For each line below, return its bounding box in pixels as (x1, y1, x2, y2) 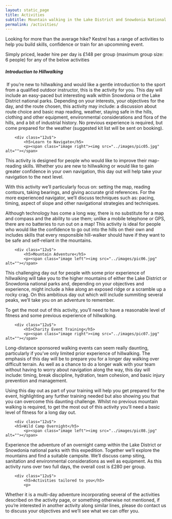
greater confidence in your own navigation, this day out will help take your (5, 168, 162, 175)
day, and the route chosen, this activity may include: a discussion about (5, 103, 157, 109)
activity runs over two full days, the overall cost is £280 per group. (5, 464, 146, 470)
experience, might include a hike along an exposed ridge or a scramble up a (5, 286, 166, 293)
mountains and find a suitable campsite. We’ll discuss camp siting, (5, 453, 146, 459)
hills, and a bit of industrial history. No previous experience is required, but (5, 120, 163, 126)
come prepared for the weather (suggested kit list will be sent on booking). (5, 125, 164, 131)
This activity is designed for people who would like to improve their (5, 158, 147, 164)
